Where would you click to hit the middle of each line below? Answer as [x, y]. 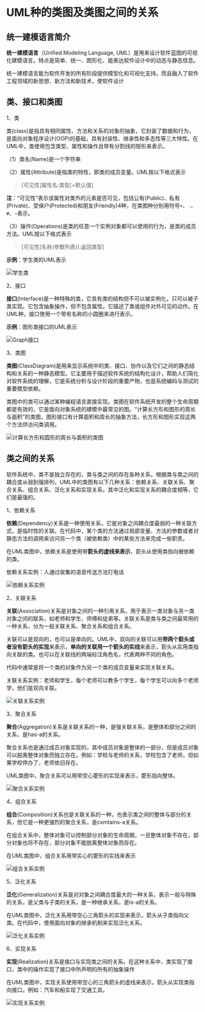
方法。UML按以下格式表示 [39, 234]
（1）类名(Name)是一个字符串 [44, 159]
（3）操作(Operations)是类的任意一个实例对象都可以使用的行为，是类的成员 [101, 226]
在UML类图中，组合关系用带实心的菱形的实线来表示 [71, 855]
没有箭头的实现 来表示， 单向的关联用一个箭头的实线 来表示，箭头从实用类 [102, 647]
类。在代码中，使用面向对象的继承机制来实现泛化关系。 [76, 922]
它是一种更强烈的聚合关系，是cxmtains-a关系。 [82, 822]
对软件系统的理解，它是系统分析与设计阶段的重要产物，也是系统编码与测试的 [103, 381]
